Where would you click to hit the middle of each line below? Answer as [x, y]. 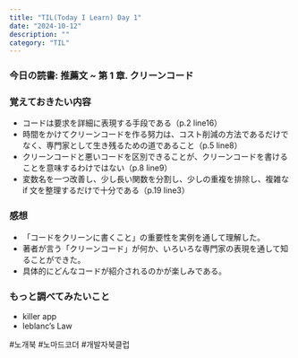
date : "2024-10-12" [46, 26]
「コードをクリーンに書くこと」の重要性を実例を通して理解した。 [144, 237]
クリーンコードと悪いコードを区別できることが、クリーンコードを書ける [155, 157]
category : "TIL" [39, 43]
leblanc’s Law [47, 326]
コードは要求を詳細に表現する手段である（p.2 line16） [122, 123]
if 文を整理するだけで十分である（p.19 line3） [106, 190]
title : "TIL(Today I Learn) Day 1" [76, 17]
